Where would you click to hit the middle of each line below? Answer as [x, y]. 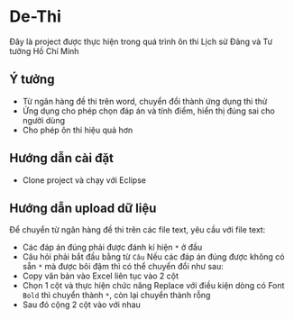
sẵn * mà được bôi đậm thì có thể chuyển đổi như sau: [123, 267]
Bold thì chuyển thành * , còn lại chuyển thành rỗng [116, 296]
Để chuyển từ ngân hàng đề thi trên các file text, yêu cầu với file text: [138, 230]
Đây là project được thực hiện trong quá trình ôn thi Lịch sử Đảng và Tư [141, 41]
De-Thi [35, 17]
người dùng [44, 120]
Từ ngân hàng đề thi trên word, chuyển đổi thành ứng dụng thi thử [145, 101]
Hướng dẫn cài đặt [62, 158]
